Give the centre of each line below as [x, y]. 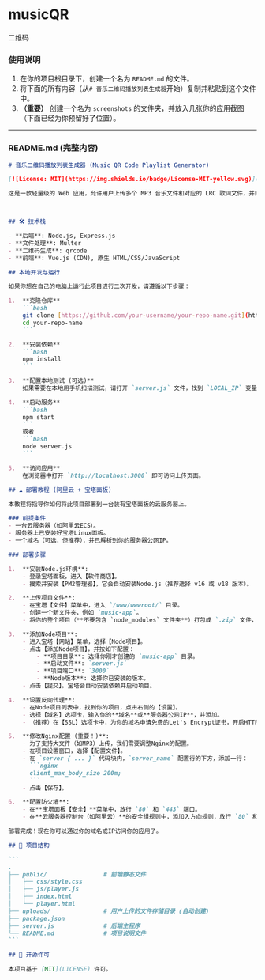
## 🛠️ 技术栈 [27, 222]
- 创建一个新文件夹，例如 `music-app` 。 [82, 613]
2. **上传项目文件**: [42, 598]
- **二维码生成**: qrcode [48, 251]
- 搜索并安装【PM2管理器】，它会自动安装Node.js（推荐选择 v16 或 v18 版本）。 [138, 584]
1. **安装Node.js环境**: [49, 569]
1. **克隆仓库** [34, 301]
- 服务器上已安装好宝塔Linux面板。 [59, 533]
